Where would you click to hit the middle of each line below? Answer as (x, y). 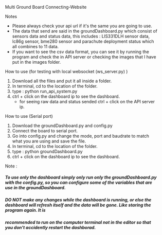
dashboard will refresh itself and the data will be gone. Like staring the (78, 205)
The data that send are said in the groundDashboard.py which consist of (85, 31)
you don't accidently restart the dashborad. (51, 228)
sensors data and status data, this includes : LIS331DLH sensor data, (81, 36)
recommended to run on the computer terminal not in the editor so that (78, 222)
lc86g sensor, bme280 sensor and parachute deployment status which (83, 41)
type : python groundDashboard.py (47, 151)
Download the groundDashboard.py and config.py (62, 126)
